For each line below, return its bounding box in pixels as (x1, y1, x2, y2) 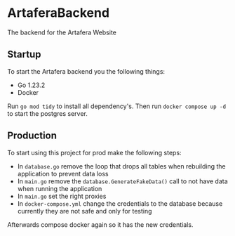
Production (7, 130, 58, 142)
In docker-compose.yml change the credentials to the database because (17, 199, 223, 208)
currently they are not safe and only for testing (17, 206, 152, 215)
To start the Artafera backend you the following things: (7, 67, 166, 75)
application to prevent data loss (17, 169, 109, 178)
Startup (7, 48, 41, 60)
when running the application (17, 184, 102, 192)
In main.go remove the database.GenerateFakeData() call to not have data (17, 177, 228, 185)
